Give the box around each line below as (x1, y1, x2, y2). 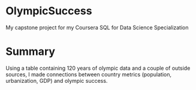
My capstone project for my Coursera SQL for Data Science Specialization (5, 24, 189, 31)
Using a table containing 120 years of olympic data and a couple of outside (5, 64, 191, 72)
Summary (5, 45, 55, 58)
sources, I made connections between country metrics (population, (5, 70, 172, 78)
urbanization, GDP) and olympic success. (5, 77, 108, 84)
